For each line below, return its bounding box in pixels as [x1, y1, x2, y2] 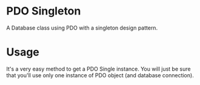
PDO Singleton [6, 4, 81, 18]
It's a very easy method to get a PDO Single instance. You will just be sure [6, 65, 191, 72]
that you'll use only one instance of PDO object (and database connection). [6, 71, 194, 79]
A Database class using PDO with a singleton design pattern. [6, 24, 158, 31]
